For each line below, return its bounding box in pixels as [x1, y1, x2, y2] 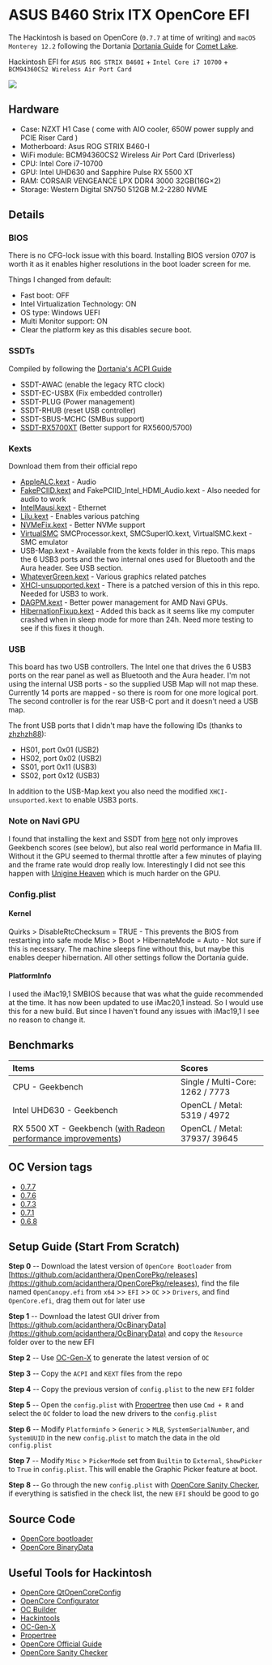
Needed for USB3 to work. [19, 589, 109, 599]
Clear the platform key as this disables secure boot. [19, 325, 193, 335]
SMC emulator [19, 537, 69, 547]
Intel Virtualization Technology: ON [19, 299, 137, 309]
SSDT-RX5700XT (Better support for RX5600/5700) [19, 422, 193, 432]
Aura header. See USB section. [19, 563, 124, 573]
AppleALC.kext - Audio [19, 477, 97, 487]
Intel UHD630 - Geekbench [12, 1104, 119, 1115]
